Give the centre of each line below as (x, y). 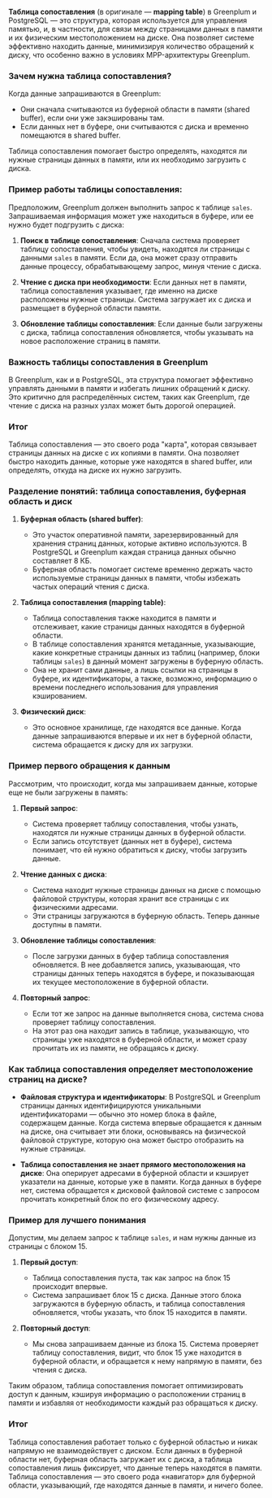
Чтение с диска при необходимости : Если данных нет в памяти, (134, 282)
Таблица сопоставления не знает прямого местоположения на (133, 1165)
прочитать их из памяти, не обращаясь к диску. (115, 1047)
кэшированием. (60, 696)
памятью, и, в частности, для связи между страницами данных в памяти (135, 29)
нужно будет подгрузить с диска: (66, 224)
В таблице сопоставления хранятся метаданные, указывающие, (144, 644)
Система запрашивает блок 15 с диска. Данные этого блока (137, 1296)
